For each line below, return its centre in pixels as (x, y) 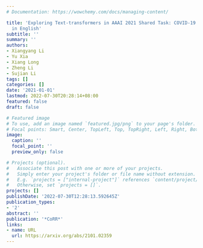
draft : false (23, 107)
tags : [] (17, 79)
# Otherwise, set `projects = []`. (54, 185)
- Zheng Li (20, 68)
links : (14, 224)
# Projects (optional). (36, 163)
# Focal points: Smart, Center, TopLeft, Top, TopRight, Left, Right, (97, 129)
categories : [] (25, 85)
